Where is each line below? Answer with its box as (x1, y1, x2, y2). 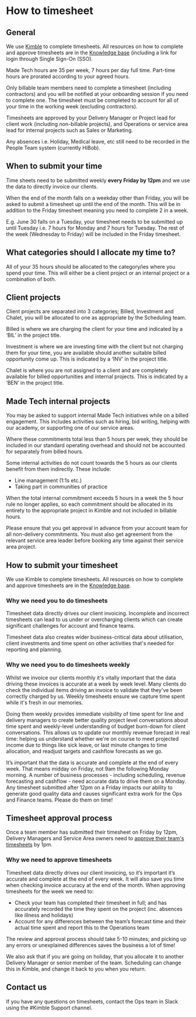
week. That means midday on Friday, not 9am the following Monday (6, 765, 169, 772)
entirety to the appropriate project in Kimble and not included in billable (6, 507, 177, 514)
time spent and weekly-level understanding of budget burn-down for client (6, 722, 185, 730)
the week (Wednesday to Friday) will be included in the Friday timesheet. (6, 230, 181, 238)
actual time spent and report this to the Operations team (14, 924, 150, 931)
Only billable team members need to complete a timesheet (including (6, 84, 171, 91)
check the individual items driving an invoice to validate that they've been (6, 686, 183, 693)
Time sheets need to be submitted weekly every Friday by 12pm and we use (6, 177, 190, 184)
